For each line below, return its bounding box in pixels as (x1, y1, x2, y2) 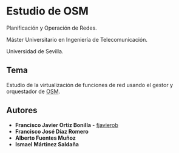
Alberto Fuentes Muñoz (15, 134, 76, 142)
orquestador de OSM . (6, 88, 61, 95)
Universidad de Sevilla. (6, 47, 64, 55)
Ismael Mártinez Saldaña (15, 140, 79, 148)
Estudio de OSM (6, 4, 89, 18)
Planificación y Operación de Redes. (6, 24, 97, 31)
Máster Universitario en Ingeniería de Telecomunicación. (6, 36, 147, 43)
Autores (6, 105, 38, 116)
